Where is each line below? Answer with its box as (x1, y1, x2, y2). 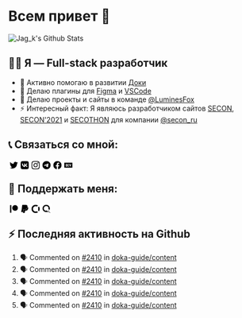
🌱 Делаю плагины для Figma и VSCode (19, 86, 152, 95)
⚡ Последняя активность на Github (8, 227, 190, 241)
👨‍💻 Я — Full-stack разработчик (8, 56, 168, 70)
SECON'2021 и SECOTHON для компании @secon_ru (19, 114, 198, 124)
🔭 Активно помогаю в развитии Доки (19, 77, 147, 87)
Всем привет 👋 (8, 7, 111, 25)
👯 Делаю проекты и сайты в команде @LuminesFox (19, 95, 194, 104)
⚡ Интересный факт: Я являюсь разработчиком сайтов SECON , (19, 103, 235, 113)
